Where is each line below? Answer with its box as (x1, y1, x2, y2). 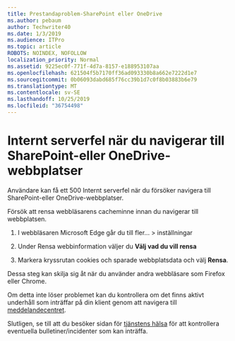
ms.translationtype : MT (7, 83, 78, 90)
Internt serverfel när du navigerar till (7, 133, 225, 149)
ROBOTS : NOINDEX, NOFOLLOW (7, 50, 87, 57)
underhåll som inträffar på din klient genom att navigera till (7, 298, 178, 306)
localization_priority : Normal (7, 56, 100, 64)
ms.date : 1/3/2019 (7, 30, 61, 37)
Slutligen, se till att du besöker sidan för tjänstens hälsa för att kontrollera (7, 319, 220, 328)
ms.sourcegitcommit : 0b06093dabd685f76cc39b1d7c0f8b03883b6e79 (7, 76, 198, 83)
